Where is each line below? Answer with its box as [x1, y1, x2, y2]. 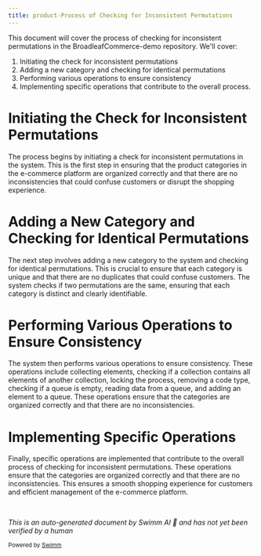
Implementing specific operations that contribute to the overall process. [19, 82, 251, 91]
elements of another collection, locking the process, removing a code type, [8, 375, 251, 385]
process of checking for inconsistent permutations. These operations [8, 463, 232, 472]
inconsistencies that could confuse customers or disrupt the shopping [8, 177, 235, 186]
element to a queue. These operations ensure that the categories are [8, 392, 230, 401]
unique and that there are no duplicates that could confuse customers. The [8, 272, 251, 281]
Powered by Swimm [8, 541, 62, 550]
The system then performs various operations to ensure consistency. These [8, 359, 253, 368]
